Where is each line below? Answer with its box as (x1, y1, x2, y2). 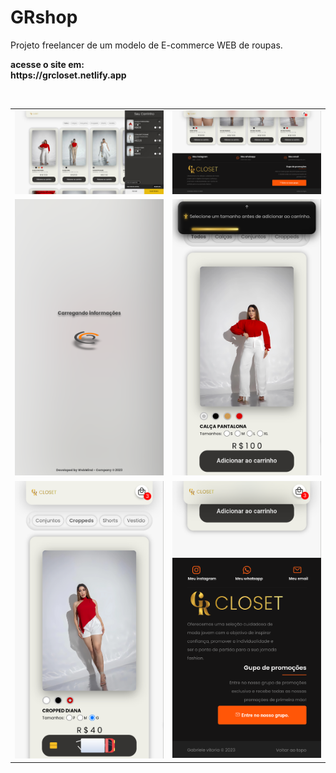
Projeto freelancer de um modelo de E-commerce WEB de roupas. (10, 39, 283, 51)
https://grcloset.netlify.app (10, 69, 127, 81)
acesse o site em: (10, 58, 85, 70)
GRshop (10, 6, 78, 29)
